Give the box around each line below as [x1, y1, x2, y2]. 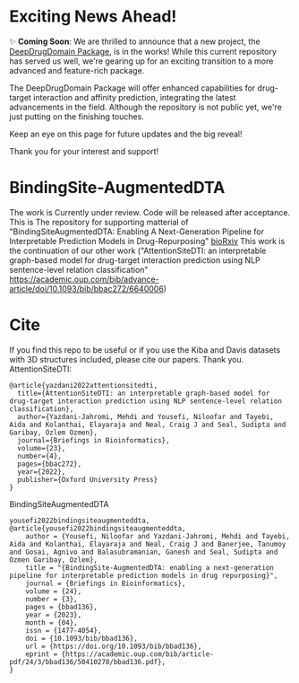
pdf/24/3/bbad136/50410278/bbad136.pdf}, [9, 657, 167, 666]
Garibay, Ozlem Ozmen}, [9, 428, 98, 437]
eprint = [25, 649, 58, 659]
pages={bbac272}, [17, 460, 82, 468]
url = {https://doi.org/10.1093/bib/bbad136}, [25, 642, 202, 651]
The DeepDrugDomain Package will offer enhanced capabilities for [9, 83, 256, 93]
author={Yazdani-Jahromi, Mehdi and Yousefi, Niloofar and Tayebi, [17, 412, 275, 421]
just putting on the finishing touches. [9, 110, 145, 122]
